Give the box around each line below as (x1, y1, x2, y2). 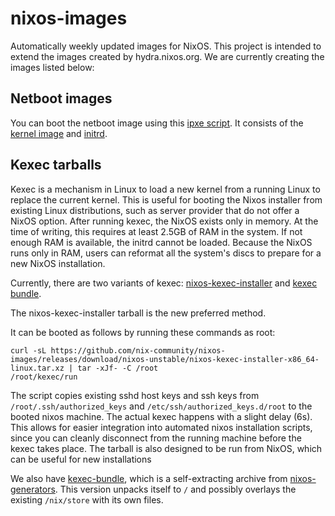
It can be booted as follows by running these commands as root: (10, 326, 276, 338)
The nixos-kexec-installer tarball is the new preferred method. (10, 307, 267, 319)
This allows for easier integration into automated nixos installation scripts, (10, 421, 313, 433)
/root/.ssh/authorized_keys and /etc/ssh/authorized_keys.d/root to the (10, 400, 313, 412)
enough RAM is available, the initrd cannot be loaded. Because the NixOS (10, 236, 313, 248)
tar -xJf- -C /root (77, 363, 159, 373)
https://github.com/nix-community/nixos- (50, 345, 226, 356)
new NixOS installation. (10, 257, 106, 269)
